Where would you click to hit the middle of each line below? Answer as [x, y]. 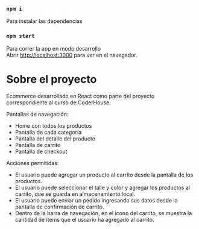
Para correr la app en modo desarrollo [54, 48]
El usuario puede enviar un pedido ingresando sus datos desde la [96, 200]
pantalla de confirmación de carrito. [59, 207]
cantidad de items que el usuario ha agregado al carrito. [85, 219]
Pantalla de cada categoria [48, 132]
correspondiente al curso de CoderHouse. [59, 102]
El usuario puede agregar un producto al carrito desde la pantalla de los [104, 175]
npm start [21, 36]
